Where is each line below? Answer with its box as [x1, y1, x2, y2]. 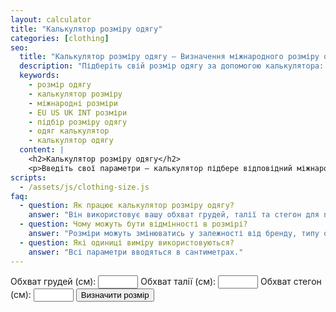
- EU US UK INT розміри [28, 107, 128, 118]
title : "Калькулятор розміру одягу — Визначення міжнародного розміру [19, 52, 320, 62]
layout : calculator [10, 14, 92, 25]
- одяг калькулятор [28, 126, 110, 136]
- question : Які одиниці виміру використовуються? [19, 237, 235, 248]
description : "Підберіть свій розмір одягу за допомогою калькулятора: [19, 61, 325, 71]
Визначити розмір [80, 289, 150, 300]
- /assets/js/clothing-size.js [19, 182, 150, 192]
